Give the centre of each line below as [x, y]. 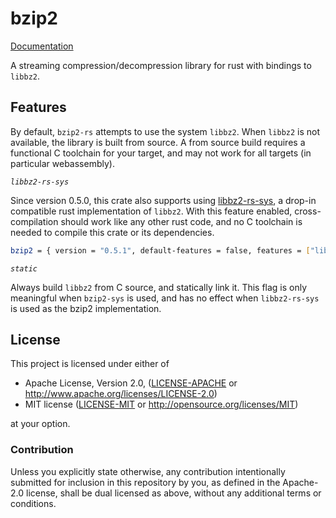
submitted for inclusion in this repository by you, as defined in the [145, 482]
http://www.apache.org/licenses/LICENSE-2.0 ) [121, 394]
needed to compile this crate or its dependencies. [112, 232]
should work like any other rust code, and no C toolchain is [181, 221]
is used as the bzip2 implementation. [86, 308]
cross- [308, 211]
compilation [34, 221]
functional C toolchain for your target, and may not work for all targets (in [161, 153]
